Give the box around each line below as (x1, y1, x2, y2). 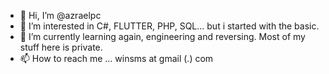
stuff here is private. (19, 41, 103, 53)
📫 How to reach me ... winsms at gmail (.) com (19, 53, 214, 64)
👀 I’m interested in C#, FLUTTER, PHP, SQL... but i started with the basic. (19, 20, 320, 32)
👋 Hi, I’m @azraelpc (19, 10, 102, 21)
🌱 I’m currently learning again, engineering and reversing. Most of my (19, 31, 306, 42)
